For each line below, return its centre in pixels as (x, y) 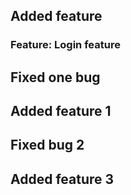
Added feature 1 (61, 111)
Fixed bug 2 (47, 145)
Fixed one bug (55, 77)
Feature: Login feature (65, 45)
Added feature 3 (62, 179)
